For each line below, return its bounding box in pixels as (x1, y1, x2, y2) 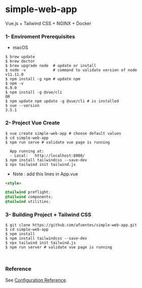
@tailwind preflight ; (5, 190, 51, 195)
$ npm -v (5, 81, 24, 86)
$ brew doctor (5, 59, 35, 64)
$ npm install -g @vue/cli (5, 90, 62, 95)
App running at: (10, 149, 44, 154)
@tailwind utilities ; (5, 199, 51, 204)
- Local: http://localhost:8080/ (10, 153, 85, 158)
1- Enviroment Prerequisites (5, 33, 75, 40)
